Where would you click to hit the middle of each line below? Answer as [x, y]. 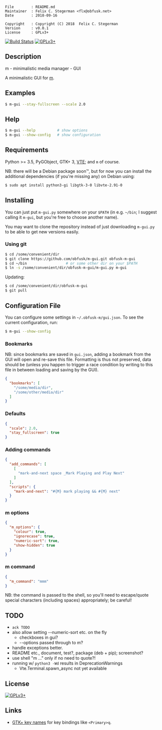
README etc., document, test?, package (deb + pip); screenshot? [78, 653]
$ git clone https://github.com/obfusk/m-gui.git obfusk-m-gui [70, 259]
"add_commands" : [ [28, 464]
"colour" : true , [30, 532]
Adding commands [28, 450]
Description [23, 57]
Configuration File [33, 306]
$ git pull [16, 291]
